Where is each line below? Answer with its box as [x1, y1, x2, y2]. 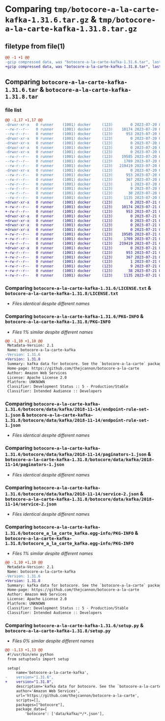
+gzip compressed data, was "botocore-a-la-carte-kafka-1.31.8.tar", [5, 64, 151, 69]
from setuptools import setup [7, 657, 69, 662]
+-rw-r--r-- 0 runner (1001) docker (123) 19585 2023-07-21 [5, 232, 157, 237]
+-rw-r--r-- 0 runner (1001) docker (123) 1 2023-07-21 [5, 259, 157, 264]
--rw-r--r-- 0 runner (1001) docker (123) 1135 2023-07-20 [5, 195, 157, 200]
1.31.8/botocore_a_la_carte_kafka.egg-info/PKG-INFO [5, 540, 134, 546]
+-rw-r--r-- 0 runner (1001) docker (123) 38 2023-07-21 [5, 269, 157, 274]
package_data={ [16, 707, 48, 712]
